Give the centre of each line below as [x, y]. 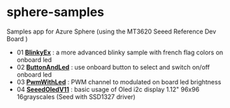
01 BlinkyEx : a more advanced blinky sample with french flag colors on [120, 52]
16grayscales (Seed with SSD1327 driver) [76, 97]
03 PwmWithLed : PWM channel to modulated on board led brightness [119, 82]
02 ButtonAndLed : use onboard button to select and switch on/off [113, 67]
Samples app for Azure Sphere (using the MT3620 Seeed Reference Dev [112, 31]
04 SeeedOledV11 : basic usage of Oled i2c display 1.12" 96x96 [108, 89]
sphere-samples [56, 12]
